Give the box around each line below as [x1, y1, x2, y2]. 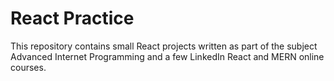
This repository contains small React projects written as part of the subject [10, 40, 318, 52]
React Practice [10, 7, 135, 30]
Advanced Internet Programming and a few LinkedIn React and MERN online [10, 50, 325, 62]
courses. [10, 61, 47, 73]
